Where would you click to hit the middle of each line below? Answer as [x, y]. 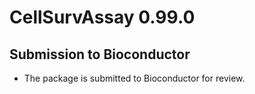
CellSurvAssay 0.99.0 [102, 17]
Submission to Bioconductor [100, 54]
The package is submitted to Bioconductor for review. [134, 78]
